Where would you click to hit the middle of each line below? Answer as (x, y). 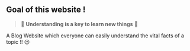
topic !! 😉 (18, 42)
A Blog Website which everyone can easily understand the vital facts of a (95, 36)
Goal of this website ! (46, 10)
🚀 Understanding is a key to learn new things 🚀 (79, 24)
